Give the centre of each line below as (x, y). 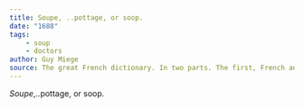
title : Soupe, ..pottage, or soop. (76, 18)
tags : (19, 34)
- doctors (44, 51)
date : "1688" (34, 26)
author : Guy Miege (44, 59)
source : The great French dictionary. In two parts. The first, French (147, 68)
